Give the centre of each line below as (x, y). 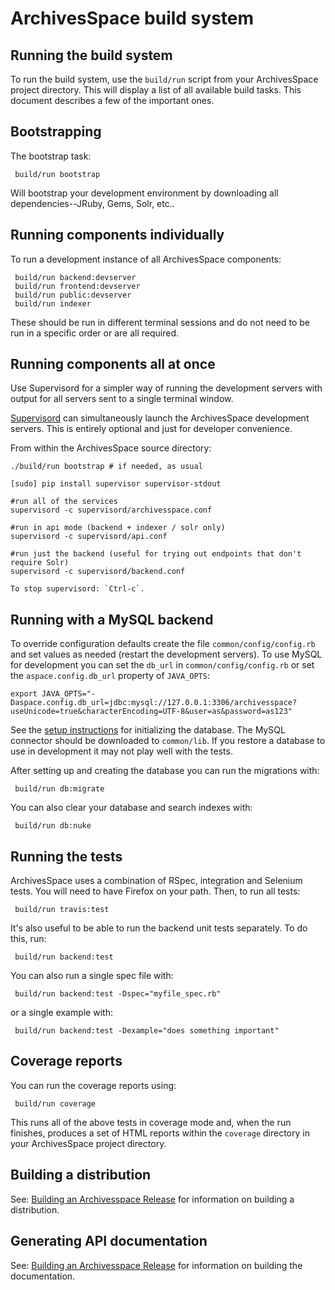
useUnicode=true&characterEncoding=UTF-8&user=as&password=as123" (151, 712)
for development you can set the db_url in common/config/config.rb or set (162, 665)
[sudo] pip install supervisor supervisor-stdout (116, 484)
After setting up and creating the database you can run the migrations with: (165, 771)
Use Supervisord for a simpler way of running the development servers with (166, 388)
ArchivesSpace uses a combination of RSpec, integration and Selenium (156, 881)
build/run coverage (55, 1103)
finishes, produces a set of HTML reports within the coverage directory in (160, 1133)
